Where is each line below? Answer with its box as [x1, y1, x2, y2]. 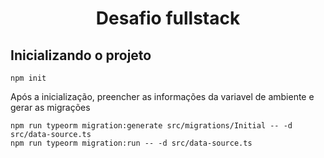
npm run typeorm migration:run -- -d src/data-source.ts [10, 138, 253, 148]
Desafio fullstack [95, 7, 241, 30]
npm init [10, 73, 47, 83]
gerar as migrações [10, 102, 91, 113]
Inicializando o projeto [10, 47, 152, 64]
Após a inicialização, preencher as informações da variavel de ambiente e [10, 91, 315, 102]
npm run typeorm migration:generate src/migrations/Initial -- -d [10, 121, 293, 131]
